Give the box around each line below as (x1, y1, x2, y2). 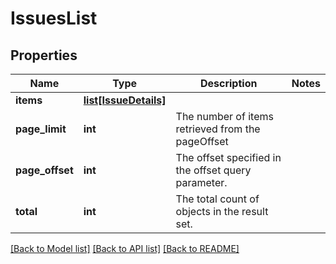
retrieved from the (175, 122, 261, 136)
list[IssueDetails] (83, 93, 167, 107)
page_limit (15, 122, 67, 136)
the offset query (175, 163, 252, 177)
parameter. (175, 176, 228, 189)
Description (199, 77, 258, 90)
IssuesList (10, 7, 98, 30)
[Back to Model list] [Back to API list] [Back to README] (10, 243, 240, 254)
